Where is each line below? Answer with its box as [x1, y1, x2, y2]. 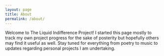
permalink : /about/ [5, 16, 45, 21]
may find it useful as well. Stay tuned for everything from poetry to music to [5, 40, 158, 46]
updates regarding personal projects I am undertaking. [5, 45, 115, 52]
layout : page [5, 7, 32, 12]
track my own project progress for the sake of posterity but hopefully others [5, 35, 159, 41]
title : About [5, 12, 32, 17]
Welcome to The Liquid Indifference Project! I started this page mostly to [5, 30, 152, 36]
